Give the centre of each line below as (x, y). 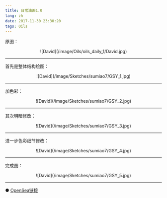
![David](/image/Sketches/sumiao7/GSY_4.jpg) (83, 151)
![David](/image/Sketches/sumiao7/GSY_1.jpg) (83, 76)
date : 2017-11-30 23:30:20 (33, 21)
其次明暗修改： (20, 116)
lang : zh (14, 16)
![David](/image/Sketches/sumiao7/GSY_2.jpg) (83, 101)
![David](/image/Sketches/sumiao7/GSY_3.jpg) (83, 126)
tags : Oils (16, 26)
